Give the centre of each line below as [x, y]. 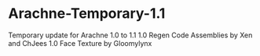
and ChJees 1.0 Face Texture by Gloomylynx [80, 43]
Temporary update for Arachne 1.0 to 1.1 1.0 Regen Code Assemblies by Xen [130, 35]
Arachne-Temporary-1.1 [87, 14]
